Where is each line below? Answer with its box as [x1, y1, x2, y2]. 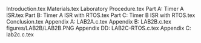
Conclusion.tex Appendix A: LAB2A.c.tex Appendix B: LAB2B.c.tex [6, 18, 171, 25]
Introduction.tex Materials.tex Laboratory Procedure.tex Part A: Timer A [6, 5, 184, 12]
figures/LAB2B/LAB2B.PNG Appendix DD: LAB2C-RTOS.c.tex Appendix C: [6, 24, 192, 31]
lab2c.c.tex [6, 31, 35, 38]
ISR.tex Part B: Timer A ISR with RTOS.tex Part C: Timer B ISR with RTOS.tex [6, 12, 196, 19]
